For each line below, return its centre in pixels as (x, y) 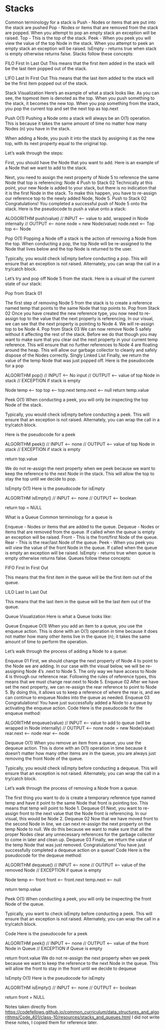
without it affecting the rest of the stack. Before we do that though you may (81, 334)
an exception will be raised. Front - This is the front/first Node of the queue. (82, 537)
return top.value (21, 459)
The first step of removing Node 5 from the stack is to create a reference (79, 303)
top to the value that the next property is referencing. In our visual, (86, 318)
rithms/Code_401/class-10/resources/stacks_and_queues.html (68, 1017)
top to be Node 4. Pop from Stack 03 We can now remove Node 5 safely (78, 329)
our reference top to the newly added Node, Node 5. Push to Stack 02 (76, 198)
